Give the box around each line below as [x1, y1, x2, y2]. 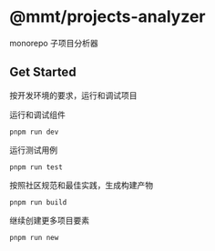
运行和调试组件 [9, 109, 66, 120]
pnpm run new [9, 233, 59, 242]
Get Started [9, 65, 77, 80]
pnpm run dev [9, 127, 59, 136]
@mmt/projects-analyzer [9, 6, 207, 27]
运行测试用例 [9, 144, 57, 156]
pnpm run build [9, 197, 67, 206]
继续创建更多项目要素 [9, 215, 89, 226]
